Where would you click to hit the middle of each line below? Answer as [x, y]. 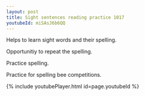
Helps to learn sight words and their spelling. [61, 40]
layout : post [22, 12]
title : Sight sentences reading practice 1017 [65, 17]
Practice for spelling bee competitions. [54, 75]
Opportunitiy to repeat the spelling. [49, 52]
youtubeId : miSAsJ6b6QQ [36, 23]
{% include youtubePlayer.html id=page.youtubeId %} [73, 86]
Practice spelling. [28, 63]
